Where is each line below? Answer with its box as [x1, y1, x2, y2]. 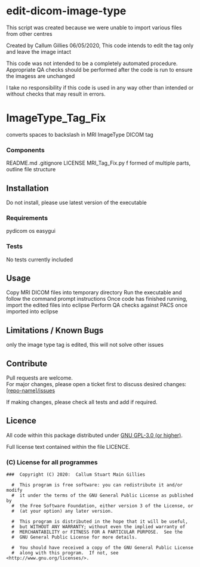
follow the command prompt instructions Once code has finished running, [6, 295, 188, 303]
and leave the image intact [6, 48, 72, 55]
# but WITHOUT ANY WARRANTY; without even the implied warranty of [11, 524, 186, 530]
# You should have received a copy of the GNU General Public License [11, 545, 194, 551]
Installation [6, 183, 49, 193]
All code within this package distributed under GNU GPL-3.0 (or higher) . [6, 432, 183, 439]
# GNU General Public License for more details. [11, 534, 137, 541]
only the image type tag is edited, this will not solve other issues [6, 341, 164, 349]
